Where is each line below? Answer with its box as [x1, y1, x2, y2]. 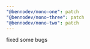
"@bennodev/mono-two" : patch [6, 20, 79, 26]
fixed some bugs [6, 36, 48, 44]
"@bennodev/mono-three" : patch [6, 14, 85, 20]
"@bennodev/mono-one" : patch [6, 8, 79, 15]
